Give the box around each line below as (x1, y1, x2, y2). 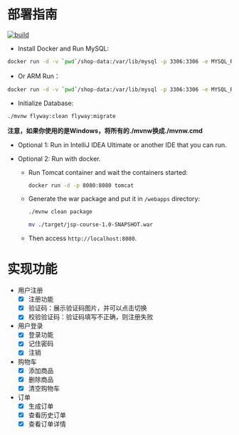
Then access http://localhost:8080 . (28, 234, 137, 242)
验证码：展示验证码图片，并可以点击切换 (28, 304, 147, 313)
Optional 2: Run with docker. (17, 154, 101, 163)
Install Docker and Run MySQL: (17, 44, 110, 53)
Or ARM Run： (17, 72, 60, 80)
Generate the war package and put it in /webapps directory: (28, 195, 201, 203)
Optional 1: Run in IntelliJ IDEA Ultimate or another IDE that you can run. (17, 140, 228, 149)
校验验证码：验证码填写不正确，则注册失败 (28, 313, 154, 321)
